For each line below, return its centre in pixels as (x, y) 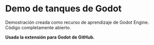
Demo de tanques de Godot (63, 9)
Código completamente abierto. (38, 27)
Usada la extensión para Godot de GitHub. (50, 37)
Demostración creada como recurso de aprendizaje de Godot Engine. (77, 22)
